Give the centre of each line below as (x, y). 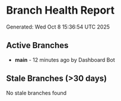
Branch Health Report (60, 10)
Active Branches (37, 45)
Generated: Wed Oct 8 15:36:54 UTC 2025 (58, 27)
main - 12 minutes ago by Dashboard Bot (65, 59)
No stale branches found (36, 93)
